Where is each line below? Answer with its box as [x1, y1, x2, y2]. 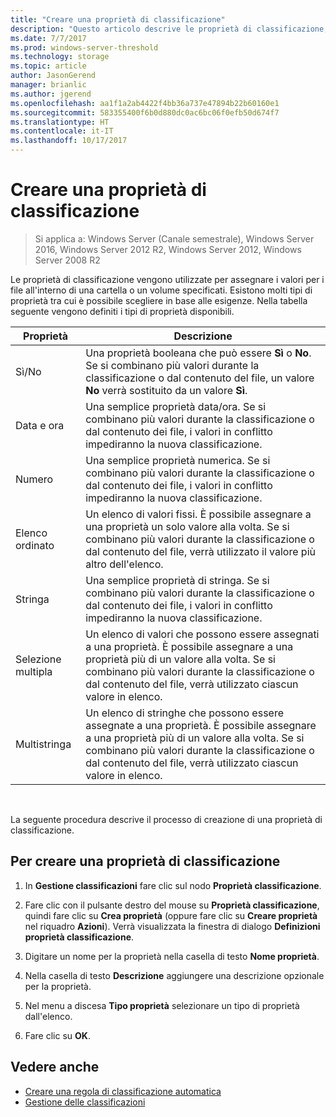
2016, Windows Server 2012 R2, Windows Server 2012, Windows [34, 243, 302, 255]
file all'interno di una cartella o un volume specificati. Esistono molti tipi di [10, 284, 313, 296]
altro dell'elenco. [85, 557, 164, 571]
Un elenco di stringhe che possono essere [85, 706, 284, 720]
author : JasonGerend [10, 71, 97, 81]
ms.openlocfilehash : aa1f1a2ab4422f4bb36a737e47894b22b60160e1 [10, 98, 280, 108]
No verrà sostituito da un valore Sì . [85, 383, 248, 397]
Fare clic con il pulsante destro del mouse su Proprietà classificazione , [24, 899, 320, 911]
